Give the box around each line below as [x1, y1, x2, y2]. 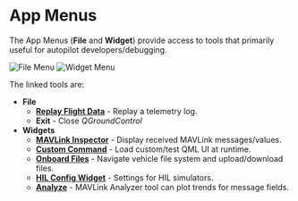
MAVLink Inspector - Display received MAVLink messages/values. [35, 134, 282, 145]
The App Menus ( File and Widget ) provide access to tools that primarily [9, 35, 275, 46]
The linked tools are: [9, 79, 85, 89]
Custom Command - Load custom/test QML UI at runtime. [35, 144, 251, 155]
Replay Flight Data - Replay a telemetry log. [35, 105, 198, 116]
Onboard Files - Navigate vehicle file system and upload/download [35, 153, 284, 163]
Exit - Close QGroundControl [35, 115, 143, 126]
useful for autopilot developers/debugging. [9, 44, 167, 54]
